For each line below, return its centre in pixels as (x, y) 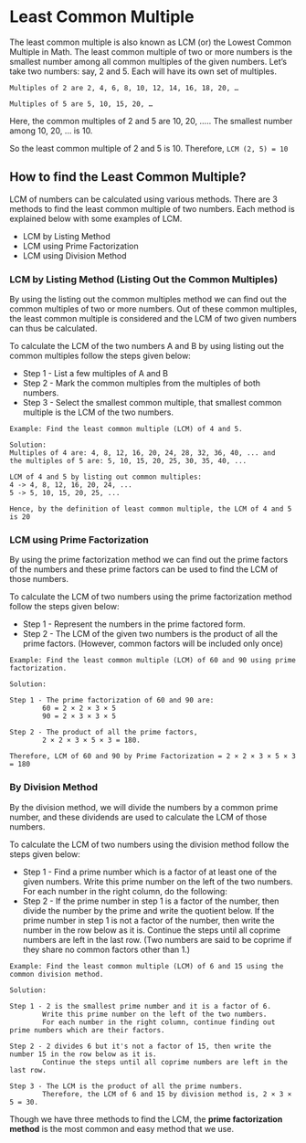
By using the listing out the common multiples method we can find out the (148, 300)
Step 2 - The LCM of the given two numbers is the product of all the (150, 634)
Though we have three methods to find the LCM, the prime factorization (146, 1119)
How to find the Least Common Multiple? (128, 177)
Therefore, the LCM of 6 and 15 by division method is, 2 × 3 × (167, 1094)
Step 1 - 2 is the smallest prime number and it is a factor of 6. (141, 1006)
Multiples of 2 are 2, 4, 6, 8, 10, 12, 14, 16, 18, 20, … (124, 88)
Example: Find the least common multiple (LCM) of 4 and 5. (127, 429)
